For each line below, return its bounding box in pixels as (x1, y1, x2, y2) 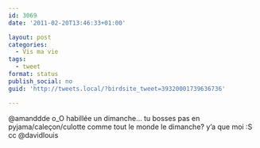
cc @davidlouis (8, 130, 59, 139)
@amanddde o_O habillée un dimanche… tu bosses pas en (8, 113, 200, 123)
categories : (8, 40, 48, 48)
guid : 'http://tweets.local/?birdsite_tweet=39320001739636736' (8, 85, 226, 93)
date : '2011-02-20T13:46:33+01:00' (8, 19, 126, 27)
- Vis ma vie (15, 48, 59, 56)
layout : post (8, 33, 52, 41)
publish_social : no (8, 77, 73, 85)
